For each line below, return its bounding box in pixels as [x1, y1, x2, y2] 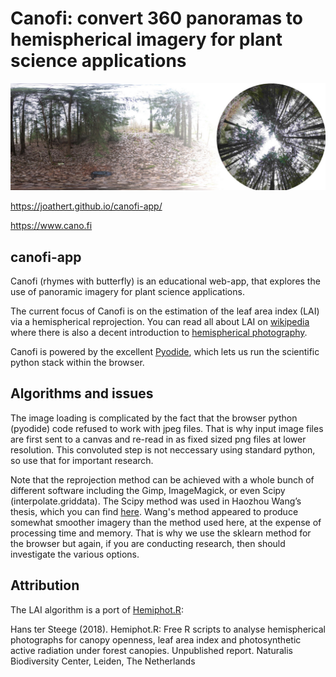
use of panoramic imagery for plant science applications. [10, 286, 245, 298]
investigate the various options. [10, 548, 140, 560]
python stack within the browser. [10, 357, 145, 369]
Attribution [10, 577, 80, 594]
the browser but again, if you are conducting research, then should [10, 537, 286, 549]
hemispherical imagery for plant [10, 28, 283, 51]
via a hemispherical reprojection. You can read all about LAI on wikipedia [10, 316, 310, 328]
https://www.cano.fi [10, 220, 93, 232]
